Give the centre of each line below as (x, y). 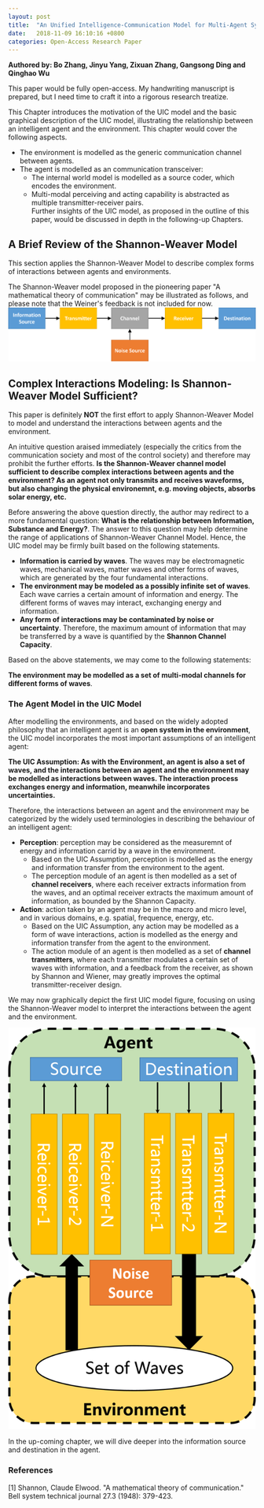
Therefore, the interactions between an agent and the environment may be (129, 810)
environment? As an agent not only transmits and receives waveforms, (126, 480)
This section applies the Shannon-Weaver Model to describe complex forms (131, 263)
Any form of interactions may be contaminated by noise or (117, 620)
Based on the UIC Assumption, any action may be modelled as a (135, 926)
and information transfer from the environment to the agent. (128, 867)
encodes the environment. (73, 186)
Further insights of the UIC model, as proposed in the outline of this (140, 211)
